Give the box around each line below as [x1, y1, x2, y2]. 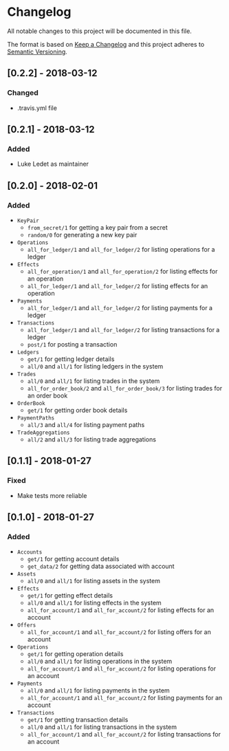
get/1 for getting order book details [27, 406, 128, 414]
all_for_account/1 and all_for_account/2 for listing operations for [27, 664, 217, 673]
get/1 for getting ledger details [27, 355, 115, 363]
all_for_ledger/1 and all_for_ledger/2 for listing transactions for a [27, 326, 220, 334]
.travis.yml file [17, 104, 57, 112]
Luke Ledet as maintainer [17, 160, 89, 168]
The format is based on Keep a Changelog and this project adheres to [7, 40, 205, 48]
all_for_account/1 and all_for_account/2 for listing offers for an [27, 628, 211, 636]
